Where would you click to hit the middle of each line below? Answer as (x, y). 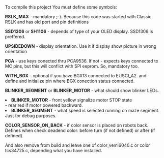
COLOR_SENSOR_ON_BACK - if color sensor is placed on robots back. (77, 125)
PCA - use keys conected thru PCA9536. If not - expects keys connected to (82, 61)
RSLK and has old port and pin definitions (47, 22)
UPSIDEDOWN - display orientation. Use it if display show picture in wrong (81, 46)
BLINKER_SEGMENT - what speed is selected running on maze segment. (85, 111)
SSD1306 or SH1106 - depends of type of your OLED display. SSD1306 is (79, 31)
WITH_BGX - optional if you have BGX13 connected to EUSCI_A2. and (76, 76)
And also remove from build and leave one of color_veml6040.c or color (78, 145)
